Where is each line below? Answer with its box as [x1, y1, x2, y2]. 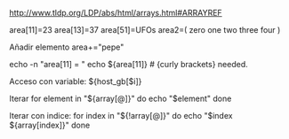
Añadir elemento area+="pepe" [9, 42, 124, 52]
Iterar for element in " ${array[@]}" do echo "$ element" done [9, 93, 232, 104]
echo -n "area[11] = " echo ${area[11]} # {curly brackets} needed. [9, 59, 249, 69]
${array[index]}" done [9, 120, 91, 130]
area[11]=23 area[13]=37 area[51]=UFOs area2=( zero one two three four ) [9, 25, 281, 35]
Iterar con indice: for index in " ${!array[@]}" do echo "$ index [9, 111, 233, 120]
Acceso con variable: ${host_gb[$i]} [9, 76, 142, 87]
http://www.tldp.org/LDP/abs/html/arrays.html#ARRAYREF [9, 8, 222, 18]
